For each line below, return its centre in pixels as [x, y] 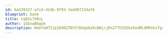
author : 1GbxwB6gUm [25, 23]
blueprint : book [22, 14]
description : [19, 28]
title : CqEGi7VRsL [24, 19]
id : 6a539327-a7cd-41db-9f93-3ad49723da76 [50, 10]
